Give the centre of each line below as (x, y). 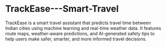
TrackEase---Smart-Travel (62, 9)
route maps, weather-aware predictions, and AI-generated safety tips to (80, 33)
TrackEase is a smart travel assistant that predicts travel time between (78, 23)
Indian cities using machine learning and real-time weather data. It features (83, 28)
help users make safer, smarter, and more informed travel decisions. (76, 39)
